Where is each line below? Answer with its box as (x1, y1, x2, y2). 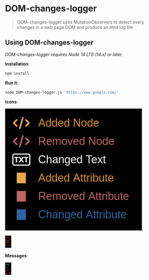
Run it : (5, 80, 19, 86)
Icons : (5, 99, 18, 105)
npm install (5, 71, 29, 76)
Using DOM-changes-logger (5, 39, 94, 47)
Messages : (5, 253, 28, 258)
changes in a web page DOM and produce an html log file (17, 24, 133, 30)
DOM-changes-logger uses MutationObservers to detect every (17, 19, 144, 25)
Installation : (5, 61, 30, 66)
